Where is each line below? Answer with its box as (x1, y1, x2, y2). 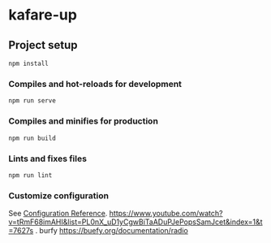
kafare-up (8, 6, 77, 24)
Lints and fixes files (8, 153, 88, 164)
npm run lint (8, 171, 53, 180)
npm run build (8, 134, 57, 142)
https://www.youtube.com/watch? (109, 209, 223, 219)
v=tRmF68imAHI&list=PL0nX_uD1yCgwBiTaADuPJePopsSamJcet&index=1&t (8, 217, 263, 227)
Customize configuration (8, 189, 110, 201)
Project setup (8, 38, 79, 52)
